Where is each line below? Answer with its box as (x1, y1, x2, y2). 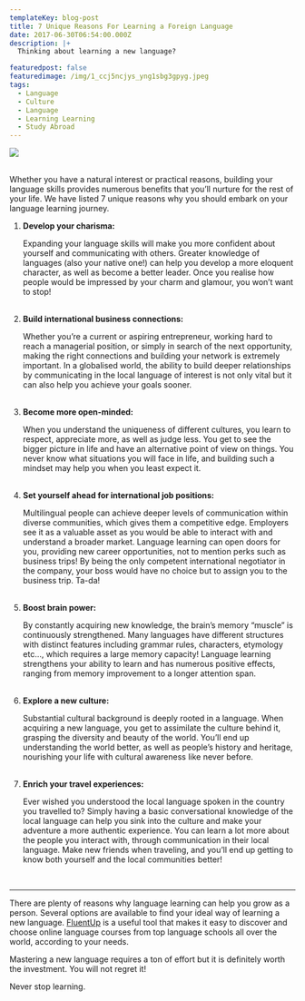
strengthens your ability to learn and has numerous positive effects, (22, 659, 276, 670)
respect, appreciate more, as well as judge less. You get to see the (22, 434, 271, 445)
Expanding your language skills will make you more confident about (22, 238, 276, 250)
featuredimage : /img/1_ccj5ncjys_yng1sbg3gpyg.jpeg (9, 72, 209, 82)
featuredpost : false (9, 64, 88, 73)
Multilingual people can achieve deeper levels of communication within (22, 507, 289, 518)
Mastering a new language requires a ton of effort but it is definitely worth (9, 954, 286, 965)
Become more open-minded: (22, 407, 133, 417)
